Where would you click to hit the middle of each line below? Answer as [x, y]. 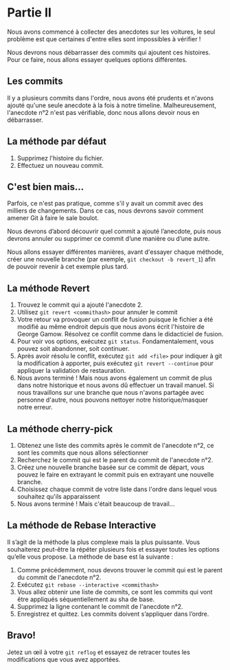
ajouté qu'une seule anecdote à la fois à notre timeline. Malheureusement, [112, 105]
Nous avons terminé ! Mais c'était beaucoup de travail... [96, 504]
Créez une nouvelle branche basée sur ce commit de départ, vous [111, 467]
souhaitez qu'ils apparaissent [58, 496]
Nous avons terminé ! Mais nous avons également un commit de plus [115, 378]
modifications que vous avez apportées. [64, 659]
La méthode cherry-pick [60, 429]
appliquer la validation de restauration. [71, 371]
